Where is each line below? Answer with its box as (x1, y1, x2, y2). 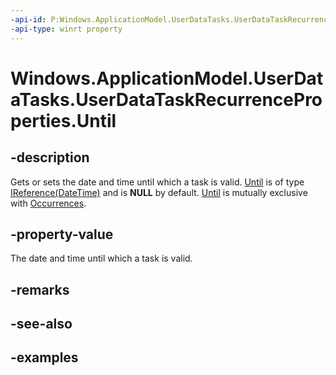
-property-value (10, 226, 114, 243)
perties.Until (10, 109, 117, 132)
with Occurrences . (10, 197, 87, 209)
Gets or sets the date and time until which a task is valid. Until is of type (10, 176, 305, 188)
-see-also (10, 316, 73, 333)
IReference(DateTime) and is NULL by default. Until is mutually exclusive (10, 186, 308, 198)
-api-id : (10, 14, 47, 25)
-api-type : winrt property (10, 24, 123, 34)
